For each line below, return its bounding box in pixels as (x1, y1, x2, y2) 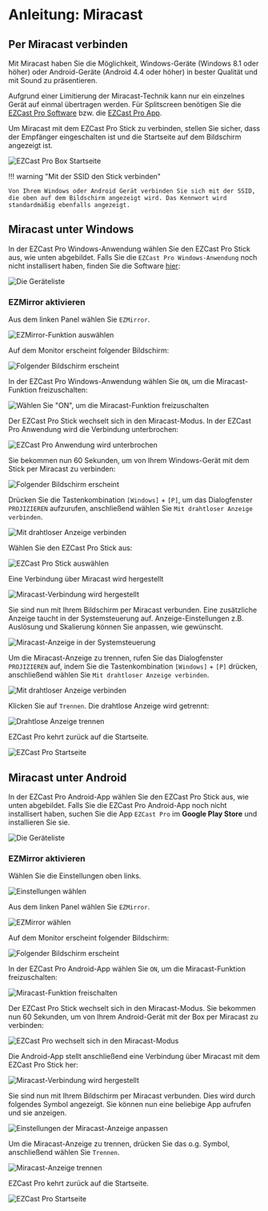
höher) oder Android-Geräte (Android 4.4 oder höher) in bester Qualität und (8, 67, 258, 77)
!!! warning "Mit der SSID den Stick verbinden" (8, 172, 162, 181)
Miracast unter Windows (8, 222, 134, 237)
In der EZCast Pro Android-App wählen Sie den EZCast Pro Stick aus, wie (8, 792, 250, 801)
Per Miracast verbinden (8, 38, 128, 51)
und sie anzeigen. (8, 1108, 67, 1117)
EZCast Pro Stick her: (8, 1060, 78, 1069)
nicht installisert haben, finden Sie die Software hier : (8, 261, 181, 270)
